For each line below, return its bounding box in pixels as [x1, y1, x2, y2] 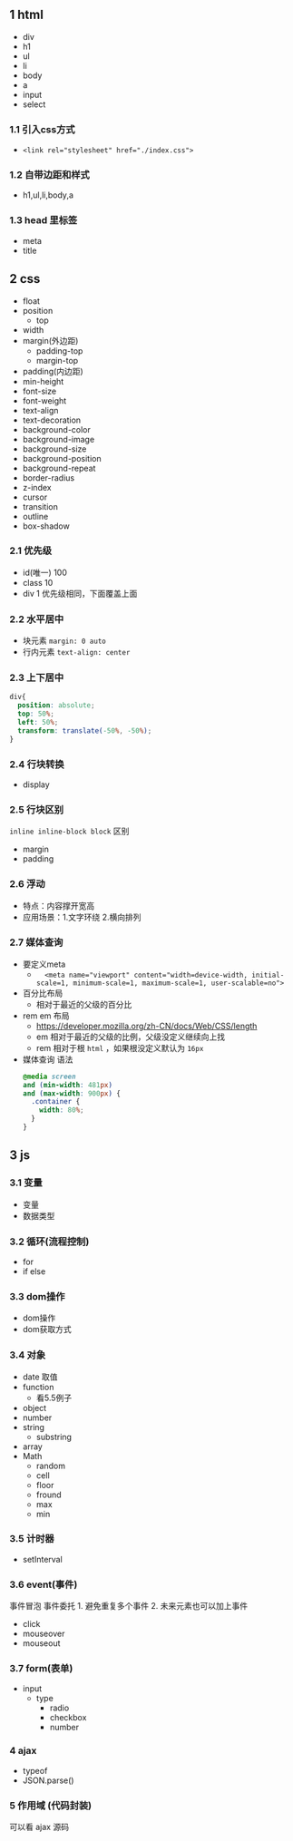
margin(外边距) [22, 335, 79, 346]
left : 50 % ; [17, 718, 59, 727]
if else [22, 1265, 46, 1277]
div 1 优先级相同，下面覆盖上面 [22, 588, 138, 599]
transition [22, 501, 59, 511]
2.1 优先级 [9, 544, 53, 557]
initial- [251, 970, 285, 979]
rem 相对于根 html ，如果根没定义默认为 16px [35, 1042, 204, 1053]
